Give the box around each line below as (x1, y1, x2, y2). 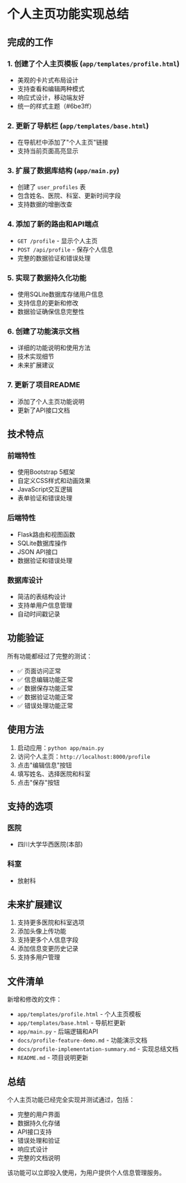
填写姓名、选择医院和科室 (17, 769, 91, 778)
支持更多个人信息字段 (17, 936, 78, 944)
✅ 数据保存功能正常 (17, 684, 74, 692)
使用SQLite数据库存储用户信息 (17, 290, 104, 299)
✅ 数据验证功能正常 (17, 692, 74, 701)
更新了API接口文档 (17, 406, 71, 414)
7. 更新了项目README (7, 380, 81, 390)
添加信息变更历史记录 (17, 945, 78, 953)
